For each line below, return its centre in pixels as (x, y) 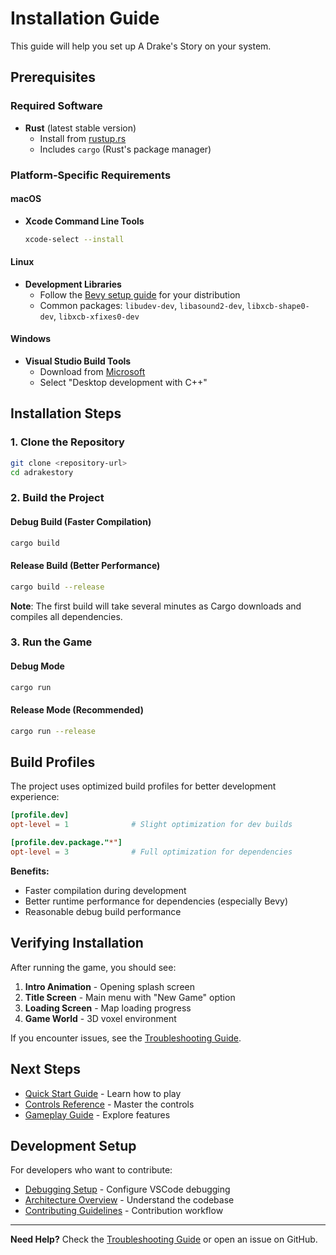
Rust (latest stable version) (80, 128)
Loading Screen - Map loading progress (108, 1008)
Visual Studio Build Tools (78, 361)
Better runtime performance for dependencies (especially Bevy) (156, 901)
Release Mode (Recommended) (77, 710)
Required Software (56, 106)
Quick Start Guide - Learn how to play (103, 1093)
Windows (30, 339)
